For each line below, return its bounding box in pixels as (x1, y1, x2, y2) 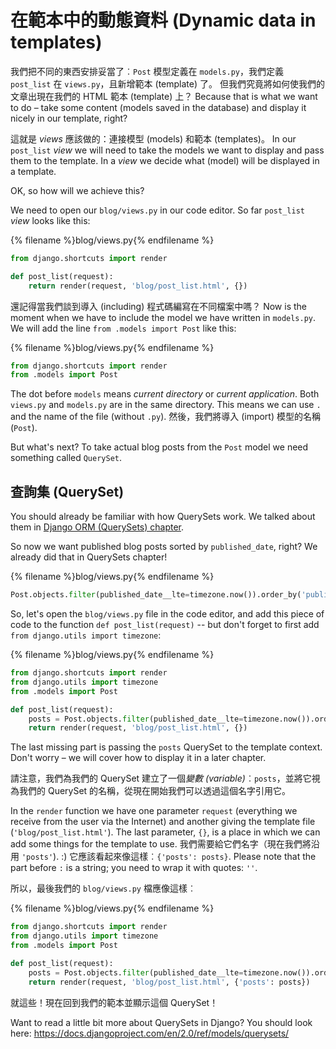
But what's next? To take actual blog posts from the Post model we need (10, 441, 309, 453)
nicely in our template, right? (10, 112, 128, 124)
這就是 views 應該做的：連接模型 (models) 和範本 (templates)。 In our (10, 132, 297, 145)
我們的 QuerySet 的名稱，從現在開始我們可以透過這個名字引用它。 (18, 785, 292, 797)
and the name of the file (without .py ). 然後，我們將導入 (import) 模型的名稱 (10, 411, 321, 423)
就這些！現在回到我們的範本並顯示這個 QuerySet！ (10, 996, 219, 1008)
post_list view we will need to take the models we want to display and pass (10, 144, 325, 156)
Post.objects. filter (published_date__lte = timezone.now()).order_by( (10, 590, 302, 600)
